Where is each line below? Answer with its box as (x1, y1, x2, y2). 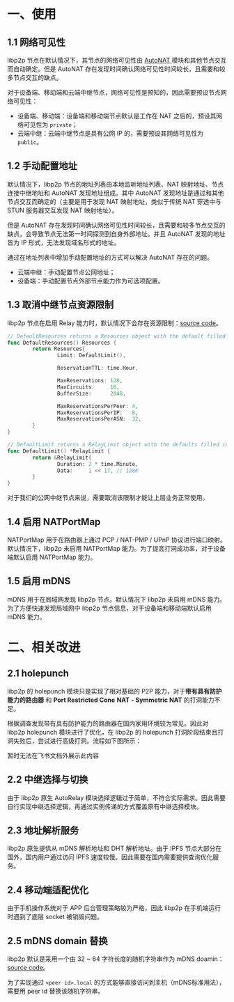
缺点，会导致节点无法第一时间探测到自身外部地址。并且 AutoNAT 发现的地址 (7, 229, 226, 237)
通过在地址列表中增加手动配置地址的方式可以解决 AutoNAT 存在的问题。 (7, 253, 214, 261)
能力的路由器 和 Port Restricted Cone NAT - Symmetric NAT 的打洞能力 (7, 696, 214, 704)
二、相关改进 (7, 639, 81, 655)
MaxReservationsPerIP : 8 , (56, 409, 139, 416)
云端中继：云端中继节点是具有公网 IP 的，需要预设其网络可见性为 (17, 130, 204, 137)
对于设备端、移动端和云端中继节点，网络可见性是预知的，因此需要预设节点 (7, 88, 221, 96)
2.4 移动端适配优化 (7, 884, 89, 895)
